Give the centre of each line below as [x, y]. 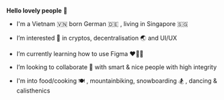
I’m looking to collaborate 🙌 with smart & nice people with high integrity [116, 67]
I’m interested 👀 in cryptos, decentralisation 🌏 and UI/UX [97, 38]
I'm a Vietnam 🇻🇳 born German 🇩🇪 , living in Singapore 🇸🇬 [102, 24]
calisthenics [33, 90]
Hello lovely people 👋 [37, 11]
